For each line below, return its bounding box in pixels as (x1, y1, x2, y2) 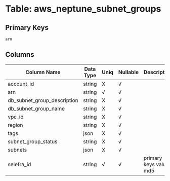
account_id (8, 80, 34, 87)
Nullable (118, 68, 139, 76)
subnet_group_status (8, 138, 58, 145)
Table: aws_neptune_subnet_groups (5, 3, 161, 15)
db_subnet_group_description (8, 97, 78, 104)
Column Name (25, 68, 61, 76)
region (8, 121, 23, 128)
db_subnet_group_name (8, 105, 65, 112)
